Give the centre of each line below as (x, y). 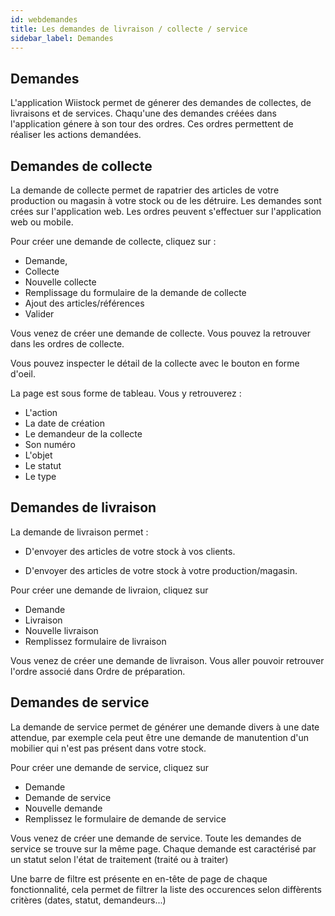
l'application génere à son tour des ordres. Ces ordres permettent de (152, 124)
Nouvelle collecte (60, 282)
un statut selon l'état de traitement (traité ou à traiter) (119, 859)
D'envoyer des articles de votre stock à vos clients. (130, 551)
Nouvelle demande (63, 808)
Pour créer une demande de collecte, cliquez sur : (113, 241)
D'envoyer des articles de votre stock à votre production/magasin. (161, 570)
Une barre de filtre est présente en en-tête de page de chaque (139, 878)
